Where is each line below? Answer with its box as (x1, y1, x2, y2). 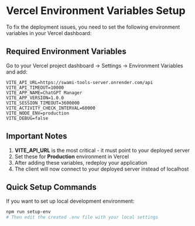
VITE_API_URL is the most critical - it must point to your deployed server (14, 147, 190, 154)
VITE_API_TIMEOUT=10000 (6, 85, 64, 91)
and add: (6, 68, 28, 75)
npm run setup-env (6, 209, 51, 215)
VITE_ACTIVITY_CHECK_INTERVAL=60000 (6, 105, 95, 111)
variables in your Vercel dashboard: (6, 29, 92, 36)
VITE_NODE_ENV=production (6, 110, 69, 116)
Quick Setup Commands (6, 182, 97, 192)
